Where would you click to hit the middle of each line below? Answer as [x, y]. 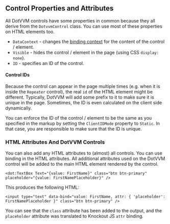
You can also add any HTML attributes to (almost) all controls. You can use [84, 153]
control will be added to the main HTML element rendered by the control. [82, 164]
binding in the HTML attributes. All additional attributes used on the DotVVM [85, 159]
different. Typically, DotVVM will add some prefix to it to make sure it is [80, 97]
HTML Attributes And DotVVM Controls [55, 142]
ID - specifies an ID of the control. [48, 63]
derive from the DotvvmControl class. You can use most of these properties [84, 26]
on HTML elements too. [30, 31]
